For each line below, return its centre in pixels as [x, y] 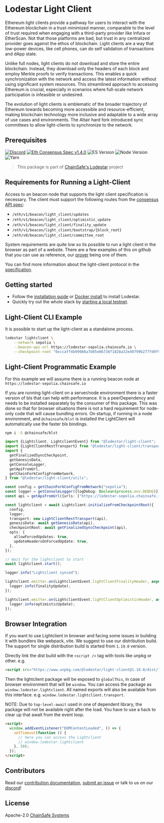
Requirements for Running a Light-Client [68, 182]
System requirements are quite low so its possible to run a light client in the [81, 244]
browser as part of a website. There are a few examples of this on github [78, 249]
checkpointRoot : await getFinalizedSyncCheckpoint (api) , [69, 528]
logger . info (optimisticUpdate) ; [42, 604]
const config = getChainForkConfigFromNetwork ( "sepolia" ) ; [66, 487]
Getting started [29, 285]
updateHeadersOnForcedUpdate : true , [51, 541]
